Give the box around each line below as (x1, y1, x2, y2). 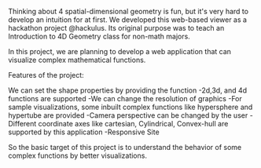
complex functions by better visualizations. (8, 151, 148, 160)
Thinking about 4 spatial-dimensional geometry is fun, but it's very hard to (8, 7, 249, 16)
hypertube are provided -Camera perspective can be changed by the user (8, 111, 248, 120)
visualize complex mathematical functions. (8, 55, 146, 64)
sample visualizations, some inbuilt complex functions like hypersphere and (8, 102, 253, 111)
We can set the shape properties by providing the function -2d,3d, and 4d (8, 86, 248, 95)
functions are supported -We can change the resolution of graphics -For (8, 94, 242, 103)
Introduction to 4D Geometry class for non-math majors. (8, 31, 190, 41)
